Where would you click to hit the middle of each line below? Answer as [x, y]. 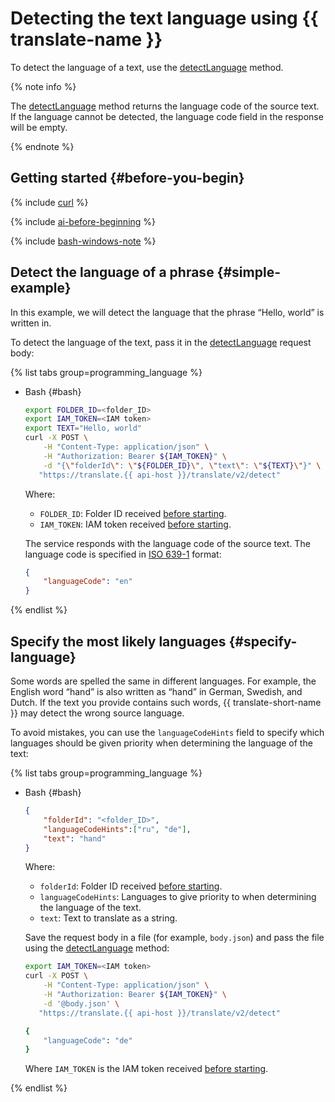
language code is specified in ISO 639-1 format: [123, 554]
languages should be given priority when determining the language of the [161, 743]
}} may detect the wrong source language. [97, 713]
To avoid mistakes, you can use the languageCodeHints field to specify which [167, 732]
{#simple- [248, 272]
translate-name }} [86, 39]
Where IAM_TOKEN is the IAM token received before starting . [146, 1069]
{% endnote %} [42, 146]
